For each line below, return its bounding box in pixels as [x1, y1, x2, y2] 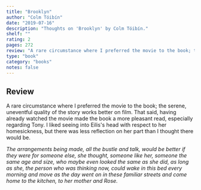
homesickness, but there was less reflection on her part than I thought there [6, 128, 194, 135]
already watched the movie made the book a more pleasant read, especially [6, 115, 193, 122]
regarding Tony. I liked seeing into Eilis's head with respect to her [6, 121, 167, 128]
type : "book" [6, 53, 39, 59]
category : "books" [6, 59, 52, 65]
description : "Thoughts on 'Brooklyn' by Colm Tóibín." [6, 25, 148, 32]
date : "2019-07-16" [6, 20, 55, 26]
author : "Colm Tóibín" [6, 14, 63, 20]
